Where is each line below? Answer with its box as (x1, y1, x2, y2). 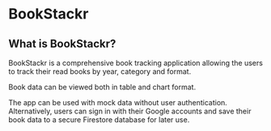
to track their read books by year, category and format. (8, 67, 192, 76)
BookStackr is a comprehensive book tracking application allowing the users (8, 58, 263, 68)
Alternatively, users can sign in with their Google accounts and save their (8, 106, 252, 116)
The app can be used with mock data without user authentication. (8, 98, 228, 107)
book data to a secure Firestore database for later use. (8, 115, 190, 125)
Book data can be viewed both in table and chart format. (8, 82, 197, 92)
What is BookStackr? (8, 37, 116, 51)
